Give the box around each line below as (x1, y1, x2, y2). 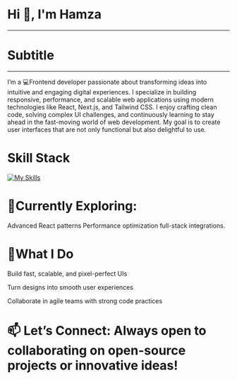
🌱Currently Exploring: (7, 198, 138, 214)
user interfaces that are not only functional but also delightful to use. (7, 125, 207, 133)
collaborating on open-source (7, 342, 186, 358)
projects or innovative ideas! (7, 357, 178, 373)
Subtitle (7, 47, 54, 63)
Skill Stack (7, 150, 71, 166)
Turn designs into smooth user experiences (7, 283, 134, 291)
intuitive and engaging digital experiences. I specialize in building (7, 87, 197, 96)
